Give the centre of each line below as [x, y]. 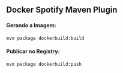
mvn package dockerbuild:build [45, 38]
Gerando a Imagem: [31, 25]
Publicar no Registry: [33, 51]
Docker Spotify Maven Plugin [62, 10]
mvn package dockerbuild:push [44, 64]
